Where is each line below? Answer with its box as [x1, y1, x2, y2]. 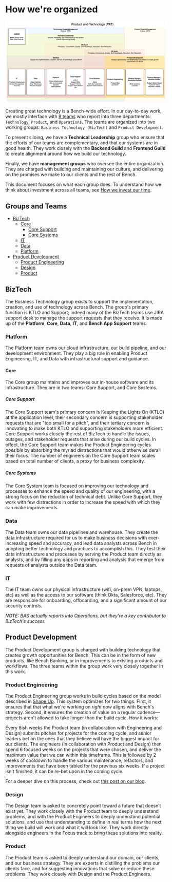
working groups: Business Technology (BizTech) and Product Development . [5, 124, 163, 130]
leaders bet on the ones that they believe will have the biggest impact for [5, 736, 160, 742]
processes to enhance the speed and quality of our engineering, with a [5, 488, 156, 494]
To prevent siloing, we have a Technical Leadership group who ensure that [5, 135, 165, 141]
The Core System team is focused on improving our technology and [5, 483, 149, 489]
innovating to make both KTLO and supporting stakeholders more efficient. [5, 425, 163, 432]
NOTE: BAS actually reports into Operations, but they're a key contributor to [5, 612, 166, 619]
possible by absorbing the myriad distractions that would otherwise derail [5, 447, 161, 453]
